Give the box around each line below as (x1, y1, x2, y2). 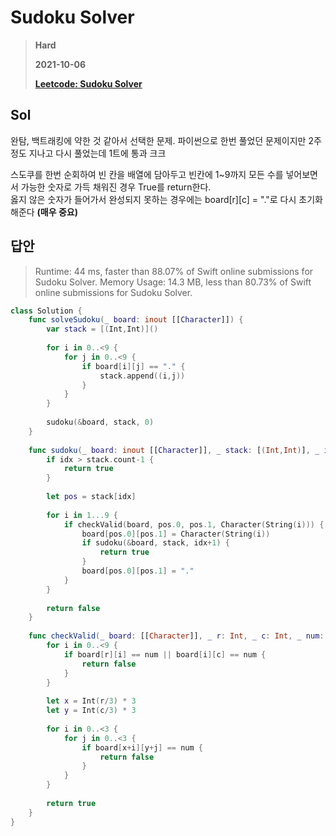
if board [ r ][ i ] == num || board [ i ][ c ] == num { (63, 649, 267, 660)
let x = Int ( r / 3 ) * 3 (46, 696, 137, 706)
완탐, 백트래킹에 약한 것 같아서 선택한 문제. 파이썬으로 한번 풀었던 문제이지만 (10, 134, 307, 146)
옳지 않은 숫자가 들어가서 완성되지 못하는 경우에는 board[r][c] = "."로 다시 (10, 193, 297, 205)
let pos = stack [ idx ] (46, 492, 137, 502)
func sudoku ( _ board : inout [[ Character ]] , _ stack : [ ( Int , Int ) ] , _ (28, 445, 320, 455)
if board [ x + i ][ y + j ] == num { (81, 742, 203, 753)
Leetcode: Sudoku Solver (34, 77, 143, 90)
